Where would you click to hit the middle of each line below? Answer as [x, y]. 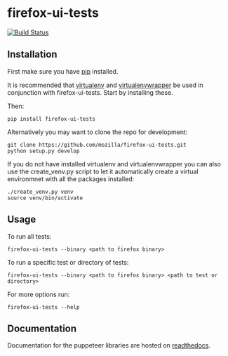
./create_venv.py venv [40, 192]
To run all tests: [29, 236]
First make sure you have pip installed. [63, 71]
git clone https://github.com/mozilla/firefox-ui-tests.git [97, 145]
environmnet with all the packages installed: [71, 179]
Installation [32, 54]
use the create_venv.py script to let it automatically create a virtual [103, 171]
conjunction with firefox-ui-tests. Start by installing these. [90, 92]
